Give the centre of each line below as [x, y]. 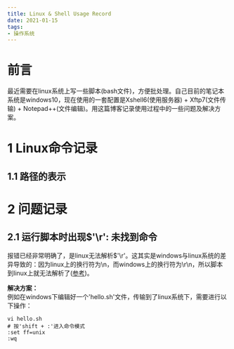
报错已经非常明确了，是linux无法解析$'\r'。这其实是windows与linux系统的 [114, 255]
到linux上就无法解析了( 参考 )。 [50, 273]
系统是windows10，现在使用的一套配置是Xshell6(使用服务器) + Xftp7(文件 [113, 100]
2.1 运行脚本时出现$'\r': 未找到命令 [83, 237]
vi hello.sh [25, 319]
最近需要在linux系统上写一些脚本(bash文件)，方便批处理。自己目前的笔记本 [116, 91]
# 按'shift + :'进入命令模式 [46, 326]
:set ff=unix [26, 332]
